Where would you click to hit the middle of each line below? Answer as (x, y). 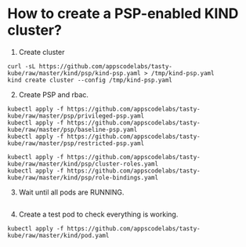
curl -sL (22, 66)
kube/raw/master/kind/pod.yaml (58, 235)
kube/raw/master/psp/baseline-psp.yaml (72, 129)
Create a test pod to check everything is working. (98, 214)
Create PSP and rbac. (54, 94)
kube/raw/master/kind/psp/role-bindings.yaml (83, 177)
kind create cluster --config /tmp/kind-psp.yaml (90, 80)
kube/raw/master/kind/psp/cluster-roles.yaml (83, 164)
